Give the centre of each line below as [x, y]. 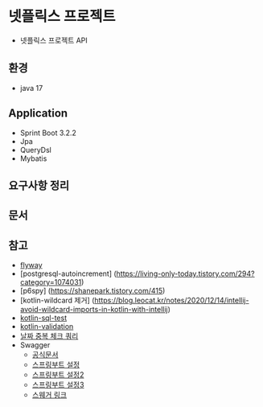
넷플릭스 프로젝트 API [54, 40]
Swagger [35, 345]
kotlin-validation [47, 327]
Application [38, 113]
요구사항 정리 [39, 185]
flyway [31, 265]
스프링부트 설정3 [58, 385]
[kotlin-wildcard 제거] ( [57, 300]
